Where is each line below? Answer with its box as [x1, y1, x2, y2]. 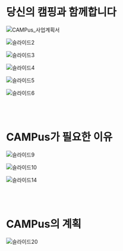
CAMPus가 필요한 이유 [6, 130, 113, 144]
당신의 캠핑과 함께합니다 [6, 5, 117, 19]
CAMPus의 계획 [6, 218, 82, 231]
